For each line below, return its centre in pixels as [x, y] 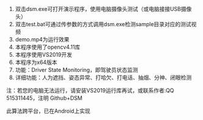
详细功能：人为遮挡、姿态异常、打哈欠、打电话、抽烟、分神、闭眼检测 [103, 77]
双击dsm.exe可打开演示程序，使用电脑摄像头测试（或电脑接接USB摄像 [103, 9]
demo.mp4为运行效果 [42, 39]
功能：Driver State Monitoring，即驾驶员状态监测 [77, 70]
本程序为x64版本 [36, 62]
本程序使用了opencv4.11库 [48, 47]
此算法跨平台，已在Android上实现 [48, 111]
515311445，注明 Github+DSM [45, 98]
